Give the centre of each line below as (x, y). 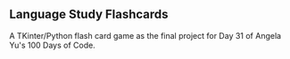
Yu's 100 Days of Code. (52, 45)
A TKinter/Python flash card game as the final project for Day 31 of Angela (145, 35)
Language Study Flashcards (89, 15)
